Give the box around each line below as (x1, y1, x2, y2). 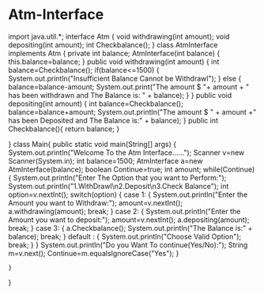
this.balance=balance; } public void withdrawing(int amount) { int (8, 57, 220, 66)
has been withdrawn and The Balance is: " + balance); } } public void (8, 90, 232, 100)
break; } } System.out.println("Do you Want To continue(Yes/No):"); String (8, 239, 248, 250)
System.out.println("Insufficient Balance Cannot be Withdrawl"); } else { (8, 73, 242, 83)
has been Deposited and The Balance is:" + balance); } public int (8, 115, 219, 125)
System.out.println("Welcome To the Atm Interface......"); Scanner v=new (8, 148, 245, 157)
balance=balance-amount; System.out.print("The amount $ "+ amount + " (8, 81, 250, 92)
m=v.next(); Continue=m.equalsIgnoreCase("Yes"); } (8, 248, 179, 258)
